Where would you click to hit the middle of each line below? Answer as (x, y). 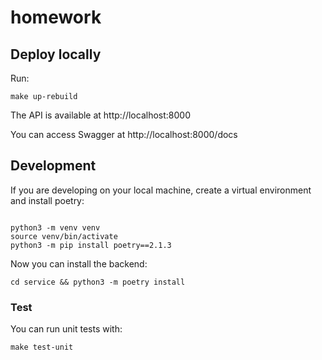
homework (56, 17)
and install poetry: (47, 200)
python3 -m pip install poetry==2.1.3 (91, 245)
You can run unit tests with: (66, 329)
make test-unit (42, 347)
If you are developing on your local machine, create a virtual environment (161, 190)
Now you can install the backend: (79, 263)
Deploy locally (56, 54)
